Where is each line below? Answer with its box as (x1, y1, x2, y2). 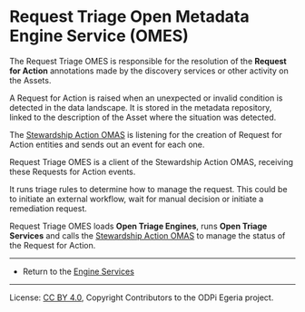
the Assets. (9, 74, 52, 85)
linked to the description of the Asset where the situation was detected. (9, 112, 277, 122)
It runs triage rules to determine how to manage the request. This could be (9, 183, 288, 194)
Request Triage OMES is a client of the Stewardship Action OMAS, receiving (9, 156, 293, 167)
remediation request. (9, 202, 88, 214)
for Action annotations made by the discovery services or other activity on (9, 65, 289, 76)
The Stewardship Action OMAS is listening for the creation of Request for (9, 129, 283, 140)
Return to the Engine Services (22, 266, 134, 277)
